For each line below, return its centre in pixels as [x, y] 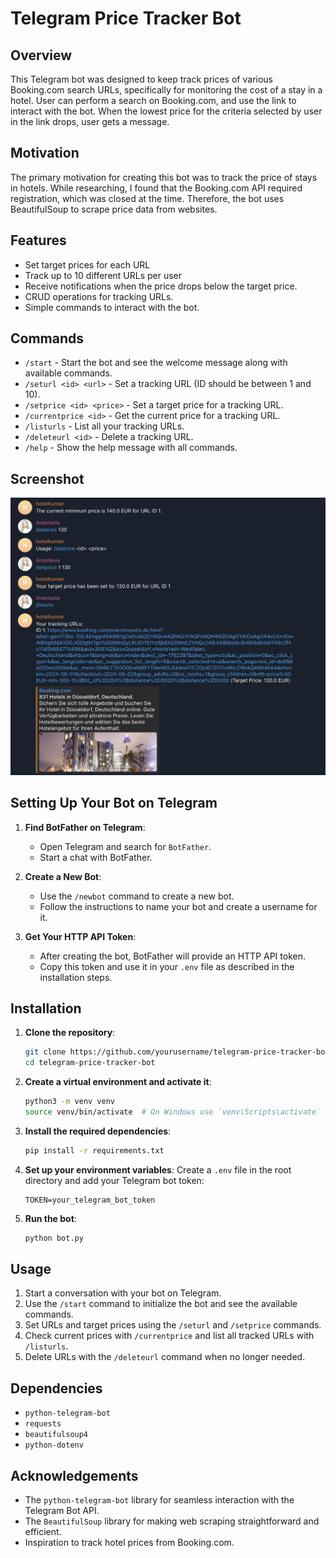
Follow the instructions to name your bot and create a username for [178, 906]
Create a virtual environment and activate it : [118, 1082]
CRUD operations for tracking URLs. [99, 296]
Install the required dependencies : [98, 1131]
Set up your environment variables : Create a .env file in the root [158, 1169]
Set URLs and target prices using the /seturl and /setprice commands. [173, 1325]
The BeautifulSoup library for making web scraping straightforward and [172, 1521]
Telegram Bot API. [62, 1511]
